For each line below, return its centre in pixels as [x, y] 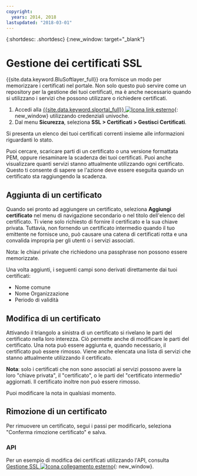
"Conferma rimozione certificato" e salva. [56, 432]
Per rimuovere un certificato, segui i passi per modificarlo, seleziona [89, 426]
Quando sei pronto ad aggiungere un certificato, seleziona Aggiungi [89, 209]
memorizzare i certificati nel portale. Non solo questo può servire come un [96, 86]
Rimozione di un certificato [56, 411]
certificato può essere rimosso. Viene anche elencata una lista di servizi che [98, 351]
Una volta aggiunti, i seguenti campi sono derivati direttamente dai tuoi [92, 270]
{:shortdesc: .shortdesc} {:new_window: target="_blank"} [76, 40]
